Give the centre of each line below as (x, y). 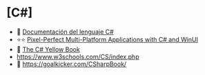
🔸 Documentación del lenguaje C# (65, 32)
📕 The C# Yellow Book (48, 49)
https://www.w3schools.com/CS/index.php (78, 56)
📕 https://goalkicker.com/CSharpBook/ (71, 64)
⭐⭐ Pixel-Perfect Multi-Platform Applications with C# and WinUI (107, 39)
